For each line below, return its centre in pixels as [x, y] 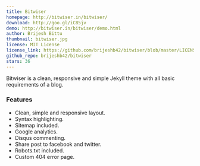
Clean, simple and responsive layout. [60, 113]
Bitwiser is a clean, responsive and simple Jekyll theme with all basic [90, 78]
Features [19, 100]
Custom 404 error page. [45, 157]
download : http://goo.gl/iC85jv [46, 23]
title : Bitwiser [26, 12]
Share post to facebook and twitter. [58, 144]
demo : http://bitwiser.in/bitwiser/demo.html [63, 28]
